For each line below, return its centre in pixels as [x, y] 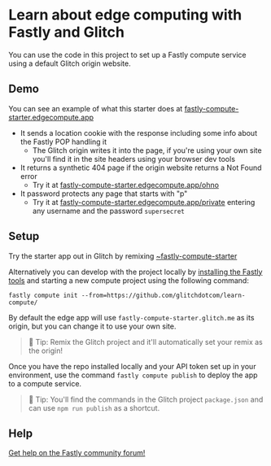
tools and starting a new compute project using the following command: [129, 280]
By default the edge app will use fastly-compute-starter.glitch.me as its [131, 317]
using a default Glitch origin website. [70, 63]
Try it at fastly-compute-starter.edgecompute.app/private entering [144, 202]
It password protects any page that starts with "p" [104, 194]
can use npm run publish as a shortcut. [94, 407]
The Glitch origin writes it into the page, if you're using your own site [147, 150]
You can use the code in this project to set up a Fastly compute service [127, 54]
